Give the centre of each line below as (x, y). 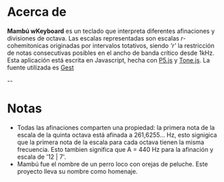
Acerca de (37, 12)
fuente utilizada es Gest (40, 67)
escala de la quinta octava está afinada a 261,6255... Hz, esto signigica (117, 135)
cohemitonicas (28, 45)
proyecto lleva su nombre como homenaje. (77, 171)
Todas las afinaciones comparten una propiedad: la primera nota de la (116, 127)
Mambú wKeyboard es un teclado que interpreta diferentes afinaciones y (111, 31)
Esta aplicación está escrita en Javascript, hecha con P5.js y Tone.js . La (109, 60)
